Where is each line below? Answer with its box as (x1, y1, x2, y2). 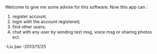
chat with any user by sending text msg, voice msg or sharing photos (12, 29, 152, 35)
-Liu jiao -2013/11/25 (5, 44, 46, 49)
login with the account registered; (12, 19, 80, 24)
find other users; (12, 24, 46, 30)
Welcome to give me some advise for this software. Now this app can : (5, 4, 148, 10)
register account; (12, 14, 47, 19)
